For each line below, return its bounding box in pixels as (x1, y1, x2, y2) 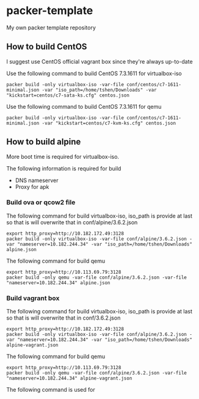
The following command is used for (6, 386, 96, 394)
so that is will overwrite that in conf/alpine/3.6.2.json (6, 218, 138, 226)
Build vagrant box (6, 294, 60, 302)
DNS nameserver (15, 177, 59, 184)
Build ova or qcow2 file (6, 198, 76, 207)
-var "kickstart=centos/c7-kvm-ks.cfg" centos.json (42, 120, 176, 126)
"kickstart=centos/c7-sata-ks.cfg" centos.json (6, 92, 130, 98)
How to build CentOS (6, 42, 87, 52)
